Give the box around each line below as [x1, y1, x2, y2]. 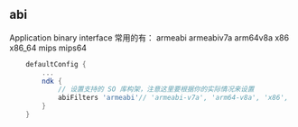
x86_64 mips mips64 [9, 42, 88, 53]
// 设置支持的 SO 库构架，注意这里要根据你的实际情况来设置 [57, 85, 255, 94]
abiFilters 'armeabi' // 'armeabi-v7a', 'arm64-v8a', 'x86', [57, 94, 289, 103]
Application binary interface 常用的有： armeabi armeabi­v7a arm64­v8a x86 [9, 32, 290, 43]
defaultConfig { [25, 59, 88, 68]
